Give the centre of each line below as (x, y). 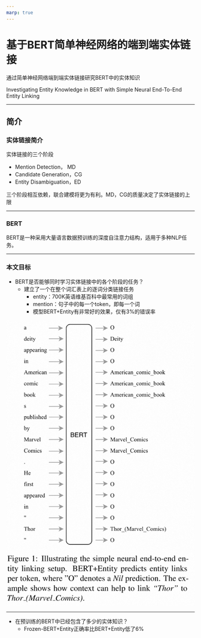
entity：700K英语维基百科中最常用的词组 (83, 297)
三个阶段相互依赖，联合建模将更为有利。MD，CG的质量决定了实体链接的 (96, 195)
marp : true (20, 13)
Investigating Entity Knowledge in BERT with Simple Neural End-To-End (94, 89)
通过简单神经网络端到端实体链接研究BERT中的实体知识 (73, 77)
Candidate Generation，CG (48, 175)
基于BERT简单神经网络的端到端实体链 (98, 45)
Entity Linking (23, 96)
